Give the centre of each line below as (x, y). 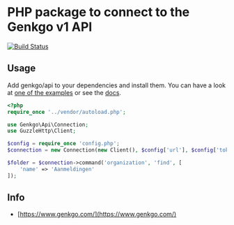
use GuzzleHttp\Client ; (42, 131)
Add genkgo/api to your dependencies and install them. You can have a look (117, 85)
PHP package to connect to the (99, 12)
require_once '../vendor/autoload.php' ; (67, 112)
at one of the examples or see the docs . (64, 92)
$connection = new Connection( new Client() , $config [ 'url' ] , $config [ (112, 150)
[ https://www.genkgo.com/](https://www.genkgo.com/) (97, 215)
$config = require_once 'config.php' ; (63, 144)
